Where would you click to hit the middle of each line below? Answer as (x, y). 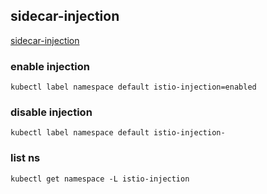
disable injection (51, 112)
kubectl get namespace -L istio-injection (100, 179)
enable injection (50, 66)
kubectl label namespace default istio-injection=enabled (133, 87)
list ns (25, 158)
